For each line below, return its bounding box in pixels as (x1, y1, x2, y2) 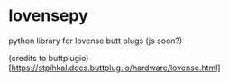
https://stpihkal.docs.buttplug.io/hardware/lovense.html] (11, 62, 221, 73)
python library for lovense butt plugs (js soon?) (8, 35, 183, 46)
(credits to (8, 52, 47, 63)
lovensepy (8, 5, 89, 26)
